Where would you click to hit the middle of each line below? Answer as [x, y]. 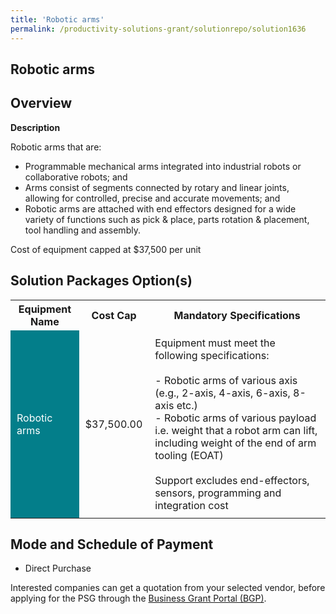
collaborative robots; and [76, 177]
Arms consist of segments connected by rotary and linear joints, [157, 187]
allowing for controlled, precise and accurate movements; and [152, 198]
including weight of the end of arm [235, 443]
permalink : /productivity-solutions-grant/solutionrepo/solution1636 [158, 29]
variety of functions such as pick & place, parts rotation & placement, [167, 219]
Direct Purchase [58, 568]
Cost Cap [114, 315]
